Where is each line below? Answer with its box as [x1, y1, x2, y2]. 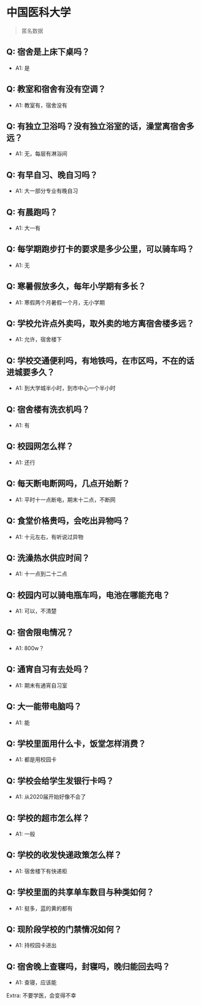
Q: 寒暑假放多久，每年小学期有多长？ [6, 281, 146, 292]
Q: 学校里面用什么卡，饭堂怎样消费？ [6, 738, 146, 749]
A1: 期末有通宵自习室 [15, 681, 67, 689]
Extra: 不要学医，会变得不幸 [6, 992, 77, 999]
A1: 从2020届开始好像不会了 [15, 793, 86, 801]
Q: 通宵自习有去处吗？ [6, 664, 90, 675]
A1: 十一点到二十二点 [15, 570, 67, 578]
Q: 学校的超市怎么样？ [6, 813, 90, 823]
